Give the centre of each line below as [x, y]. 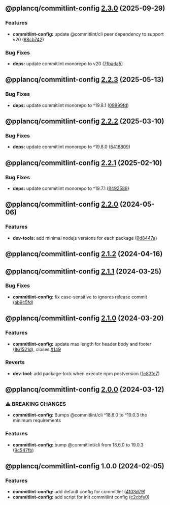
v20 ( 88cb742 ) [28, 39]
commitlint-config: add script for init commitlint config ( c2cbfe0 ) [81, 497]
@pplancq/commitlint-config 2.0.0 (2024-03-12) [85, 390]
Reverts [15, 362]
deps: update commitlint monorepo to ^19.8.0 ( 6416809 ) [72, 147]
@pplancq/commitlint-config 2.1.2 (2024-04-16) [84, 254]
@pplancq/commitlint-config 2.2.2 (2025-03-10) [85, 121]
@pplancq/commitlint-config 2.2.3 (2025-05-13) [84, 80]
